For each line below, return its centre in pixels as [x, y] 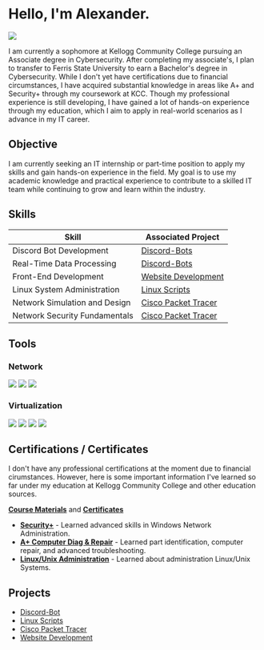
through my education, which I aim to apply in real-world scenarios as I [125, 110]
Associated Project [182, 237]
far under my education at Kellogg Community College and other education [132, 486]
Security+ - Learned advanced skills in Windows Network [116, 525]
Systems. [35, 568]
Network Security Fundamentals [73, 315]
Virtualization [35, 406]
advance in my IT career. [49, 119]
